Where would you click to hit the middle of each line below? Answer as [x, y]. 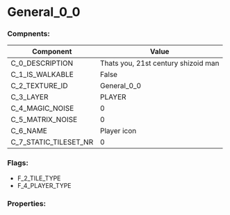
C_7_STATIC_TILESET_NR [52, 142]
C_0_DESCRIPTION [42, 63]
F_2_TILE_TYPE [39, 178]
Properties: [27, 203]
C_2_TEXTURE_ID [39, 86]
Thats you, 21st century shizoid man [159, 63]
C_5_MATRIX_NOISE [44, 120]
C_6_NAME [29, 131]
